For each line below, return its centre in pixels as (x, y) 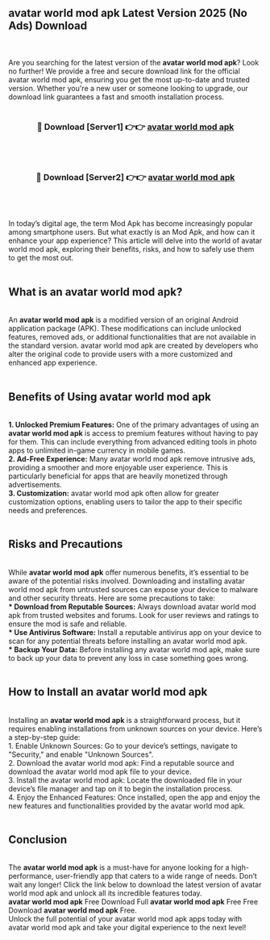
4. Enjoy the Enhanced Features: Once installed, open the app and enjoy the (134, 797)
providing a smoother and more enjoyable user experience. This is (118, 468)
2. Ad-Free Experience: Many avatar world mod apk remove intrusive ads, (132, 459)
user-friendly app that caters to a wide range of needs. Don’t (156, 876)
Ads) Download (48, 26)
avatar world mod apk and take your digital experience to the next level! (127, 928)
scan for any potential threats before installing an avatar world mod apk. (128, 641)
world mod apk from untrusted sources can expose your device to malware (133, 589)
